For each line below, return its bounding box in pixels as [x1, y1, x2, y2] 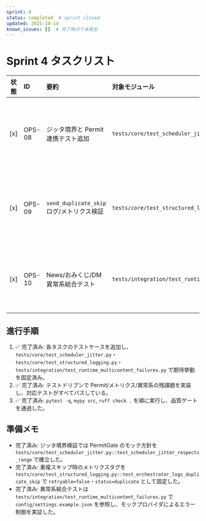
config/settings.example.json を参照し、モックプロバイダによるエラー [15, 500, 196, 508]
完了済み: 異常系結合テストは [15, 485, 89, 492]
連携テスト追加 [46, 134, 90, 143]
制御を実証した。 [15, 508, 59, 515]
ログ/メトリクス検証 [46, 207, 104, 216]
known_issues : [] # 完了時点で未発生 [6, 26, 98, 32]
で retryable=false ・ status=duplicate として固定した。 [42, 477, 184, 485]
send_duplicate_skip [46, 200, 106, 207]
